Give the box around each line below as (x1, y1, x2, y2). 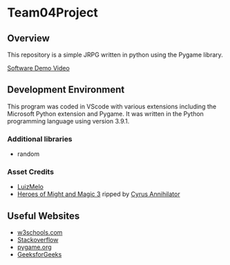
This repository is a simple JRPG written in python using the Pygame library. (7, 50, 223, 59)
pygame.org (17, 243, 52, 251)
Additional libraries (7, 134, 73, 144)
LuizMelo (17, 183, 44, 191)
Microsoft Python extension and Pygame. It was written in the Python (7, 109, 204, 118)
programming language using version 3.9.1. (7, 117, 130, 125)
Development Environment (7, 84, 125, 96)
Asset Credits (7, 167, 54, 177)
